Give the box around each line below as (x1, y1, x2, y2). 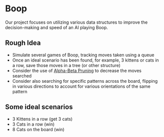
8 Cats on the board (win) (12, 126, 65, 132)
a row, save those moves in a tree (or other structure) (12, 62, 121, 68)
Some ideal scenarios (5, 103, 73, 111)
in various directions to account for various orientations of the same (12, 83, 151, 89)
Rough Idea (5, 39, 41, 47)
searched (12, 72, 32, 79)
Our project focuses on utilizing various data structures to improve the (5, 19, 148, 25)
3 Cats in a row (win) (12, 121, 55, 127)
